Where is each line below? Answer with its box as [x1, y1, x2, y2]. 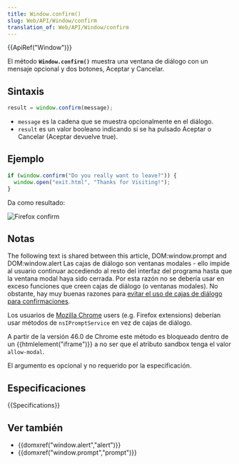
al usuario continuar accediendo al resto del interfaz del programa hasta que [7, 267, 233, 276]
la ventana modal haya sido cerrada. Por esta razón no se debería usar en [7, 274, 225, 283]
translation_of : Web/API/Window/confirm [7, 24, 130, 31]
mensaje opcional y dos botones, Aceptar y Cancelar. [7, 65, 165, 74]
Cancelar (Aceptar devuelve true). [17, 133, 118, 141]
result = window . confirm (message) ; [7, 104, 113, 111]
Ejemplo [7, 153, 44, 165]
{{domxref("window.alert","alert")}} [17, 440, 121, 449]
